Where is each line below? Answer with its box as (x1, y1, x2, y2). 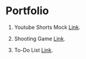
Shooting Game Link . (14, 35, 66, 42)
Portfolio (5, 4, 49, 18)
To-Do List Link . (14, 46, 53, 54)
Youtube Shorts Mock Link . (14, 24, 81, 31)
